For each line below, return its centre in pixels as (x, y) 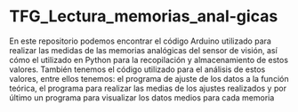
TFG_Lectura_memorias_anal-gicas (144, 16)
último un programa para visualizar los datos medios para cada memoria (142, 97)
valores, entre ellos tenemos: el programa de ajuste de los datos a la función (149, 78)
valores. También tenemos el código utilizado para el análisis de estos (137, 69)
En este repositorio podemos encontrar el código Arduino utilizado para (140, 41)
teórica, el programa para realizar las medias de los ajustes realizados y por (148, 88)
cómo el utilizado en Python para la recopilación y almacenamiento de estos (149, 60)
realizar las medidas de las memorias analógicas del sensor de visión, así (143, 50)
